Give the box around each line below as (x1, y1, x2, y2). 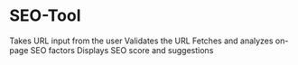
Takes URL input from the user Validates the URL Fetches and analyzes (9, 35, 274, 46)
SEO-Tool (9, 5, 81, 26)
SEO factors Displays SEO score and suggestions (30, 44, 214, 55)
